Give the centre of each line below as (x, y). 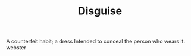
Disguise (100, 11)
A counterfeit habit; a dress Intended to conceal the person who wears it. (96, 41)
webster (16, 48)
